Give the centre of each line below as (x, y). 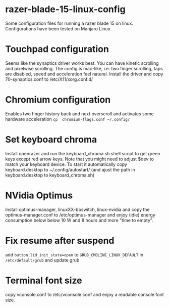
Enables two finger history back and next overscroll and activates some (79, 114)
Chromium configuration (58, 100)
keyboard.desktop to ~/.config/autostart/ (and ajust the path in (70, 169)
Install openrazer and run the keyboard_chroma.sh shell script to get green (83, 153)
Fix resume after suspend (60, 240)
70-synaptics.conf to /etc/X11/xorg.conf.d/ (49, 79)
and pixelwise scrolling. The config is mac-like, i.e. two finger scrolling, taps (84, 68)
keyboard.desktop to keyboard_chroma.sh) (50, 175)
